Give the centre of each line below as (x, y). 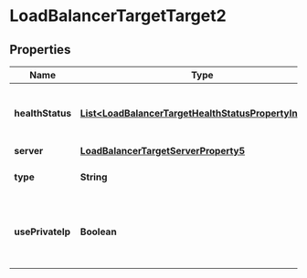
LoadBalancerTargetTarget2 (118, 16)
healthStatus (42, 113)
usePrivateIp (42, 232)
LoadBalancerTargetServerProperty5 (162, 151)
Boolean (98, 232)
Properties (40, 50)
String (94, 177)
